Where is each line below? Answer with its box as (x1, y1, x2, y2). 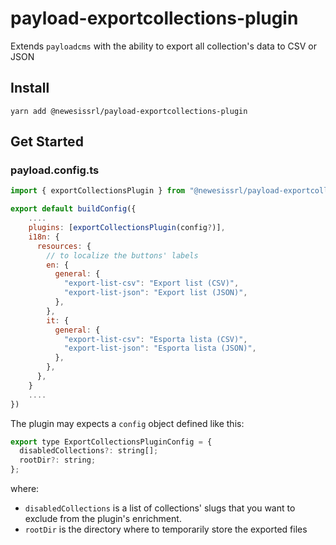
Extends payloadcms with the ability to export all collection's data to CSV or (10, 40, 317, 52)
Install (10, 80, 50, 97)
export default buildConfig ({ (10, 204, 137, 214)
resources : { (36, 241, 92, 251)
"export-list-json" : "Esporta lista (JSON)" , (63, 343, 257, 354)
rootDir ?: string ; (19, 455, 97, 466)
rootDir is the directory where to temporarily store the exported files (24, 523, 308, 536)
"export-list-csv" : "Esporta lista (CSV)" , (63, 334, 248, 344)
